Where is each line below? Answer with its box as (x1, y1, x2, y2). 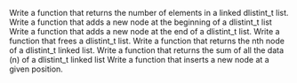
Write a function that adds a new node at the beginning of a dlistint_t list (9, 17, 273, 27)
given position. (9, 64, 64, 74)
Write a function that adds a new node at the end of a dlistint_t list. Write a (9, 26, 280, 36)
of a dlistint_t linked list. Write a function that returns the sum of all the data (9, 45, 285, 56)
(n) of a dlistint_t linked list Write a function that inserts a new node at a (9, 55, 269, 64)
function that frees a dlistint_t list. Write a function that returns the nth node (9, 35, 285, 46)
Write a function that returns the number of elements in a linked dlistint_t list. (9, 8, 289, 18)
